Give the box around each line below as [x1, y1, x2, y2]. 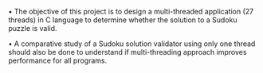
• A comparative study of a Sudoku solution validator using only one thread [8, 39, 256, 48]
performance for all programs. [8, 56, 108, 65]
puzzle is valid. [8, 24, 57, 33]
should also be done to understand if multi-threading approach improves [8, 48, 247, 56]
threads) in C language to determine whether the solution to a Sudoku [8, 15, 237, 25]
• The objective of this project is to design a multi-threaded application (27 [8, 7, 253, 16]
